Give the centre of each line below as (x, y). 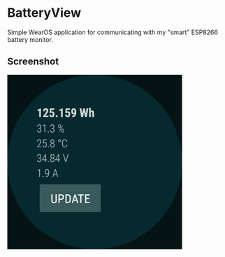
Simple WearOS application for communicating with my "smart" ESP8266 (113, 32)
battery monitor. (30, 39)
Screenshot (33, 62)
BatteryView (44, 13)
